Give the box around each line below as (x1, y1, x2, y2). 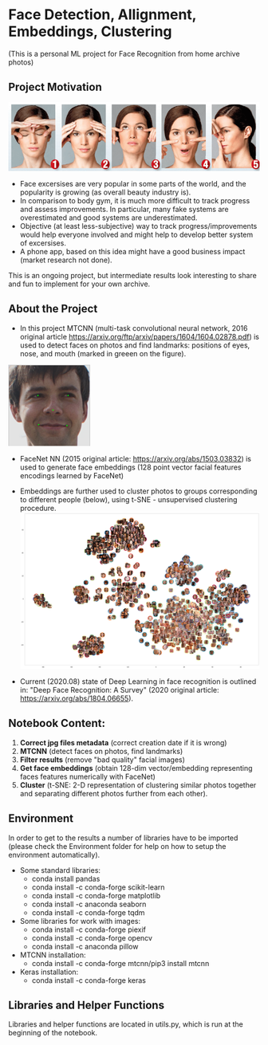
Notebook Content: (8, 717, 106, 730)
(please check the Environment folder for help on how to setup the (8, 841, 227, 851)
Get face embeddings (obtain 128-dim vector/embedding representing (19, 763, 253, 772)
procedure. (19, 503, 57, 513)
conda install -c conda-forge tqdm (31, 907, 145, 917)
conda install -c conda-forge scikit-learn (31, 882, 165, 892)
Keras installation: (19, 967, 79, 976)
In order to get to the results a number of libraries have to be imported (8, 833, 238, 843)
